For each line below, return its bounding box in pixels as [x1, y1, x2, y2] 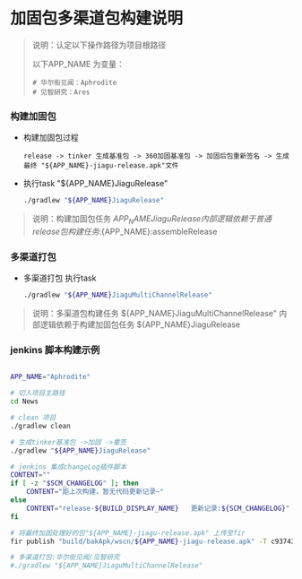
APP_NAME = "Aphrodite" [10, 373, 91, 382]
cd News [10, 397, 39, 406]
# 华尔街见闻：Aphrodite [31, 78, 117, 87]
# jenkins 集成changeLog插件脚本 [10, 462, 127, 471]
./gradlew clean [10, 421, 71, 430]
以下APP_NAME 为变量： [31, 58, 125, 69]
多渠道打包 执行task [22, 272, 97, 283]
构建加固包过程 [22, 132, 79, 143]
